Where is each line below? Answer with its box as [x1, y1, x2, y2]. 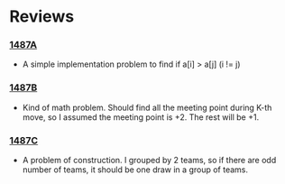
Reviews [9, 6, 75, 27]
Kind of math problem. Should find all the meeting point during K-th [22, 102, 272, 113]
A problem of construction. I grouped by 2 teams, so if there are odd [22, 155, 277, 166]
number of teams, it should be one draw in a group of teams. [22, 164, 248, 175]
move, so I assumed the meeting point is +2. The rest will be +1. [22, 111, 260, 123]
